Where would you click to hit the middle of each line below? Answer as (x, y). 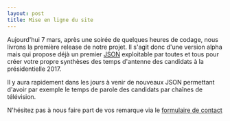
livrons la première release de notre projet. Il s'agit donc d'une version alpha (115, 47)
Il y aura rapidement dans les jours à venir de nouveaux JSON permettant (111, 82)
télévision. (22, 96)
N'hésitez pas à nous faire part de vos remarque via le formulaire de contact (115, 110)
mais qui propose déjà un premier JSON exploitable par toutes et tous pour (113, 54)
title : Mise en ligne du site (50, 20)
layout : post (26, 13)
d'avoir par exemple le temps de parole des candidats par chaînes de (105, 89)
